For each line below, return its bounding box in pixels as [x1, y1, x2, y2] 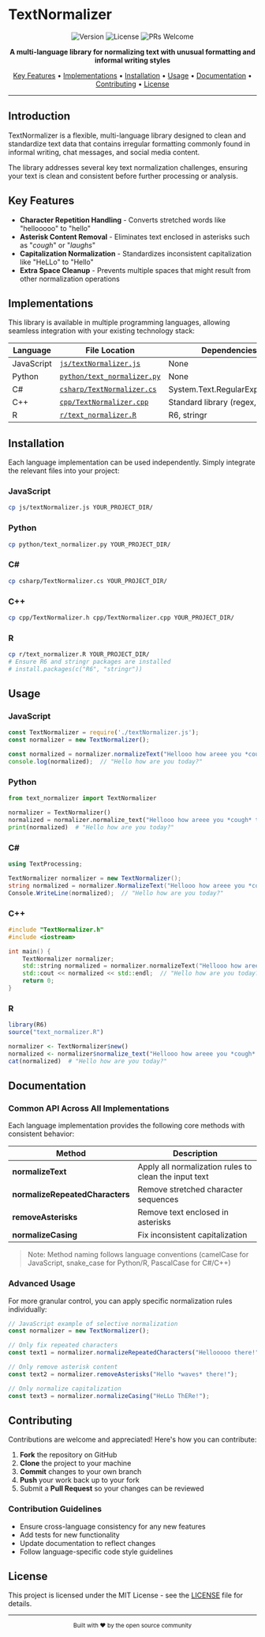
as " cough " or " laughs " [19, 240, 96, 250]
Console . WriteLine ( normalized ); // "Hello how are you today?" [8, 889, 224, 897]
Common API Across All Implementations [8, 1102, 170, 1113]
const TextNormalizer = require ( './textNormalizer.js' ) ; [8, 729, 200, 737]
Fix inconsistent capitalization [137, 1230, 248, 1241]
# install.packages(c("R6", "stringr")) [8, 665, 144, 673]
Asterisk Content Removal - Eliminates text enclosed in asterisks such [19, 232, 250, 241]
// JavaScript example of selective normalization [8, 1320, 178, 1328]
